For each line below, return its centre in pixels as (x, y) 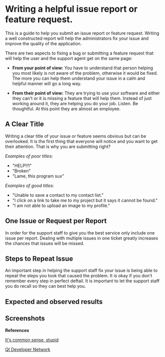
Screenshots (25, 318)
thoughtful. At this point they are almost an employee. (66, 109)
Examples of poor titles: (29, 156)
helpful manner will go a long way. (47, 83)
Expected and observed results (54, 302)
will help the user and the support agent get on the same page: (69, 58)
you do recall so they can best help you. (45, 286)
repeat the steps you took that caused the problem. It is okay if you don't (79, 276)
